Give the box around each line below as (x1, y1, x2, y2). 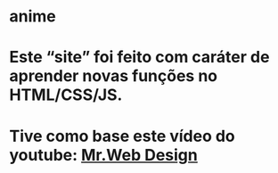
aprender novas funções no (9, 66, 218, 86)
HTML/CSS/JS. (9, 85, 123, 105)
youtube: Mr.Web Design (9, 144, 198, 165)
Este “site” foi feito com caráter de (9, 47, 270, 68)
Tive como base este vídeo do (9, 126, 236, 146)
